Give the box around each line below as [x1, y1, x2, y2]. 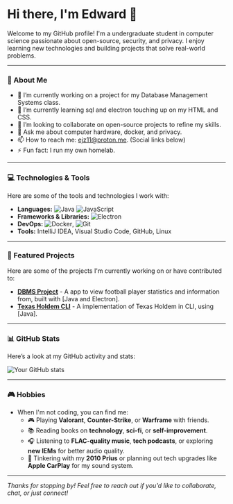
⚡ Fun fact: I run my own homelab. [17, 146, 116, 155]
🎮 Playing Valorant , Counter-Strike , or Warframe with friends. [27, 416, 209, 424]
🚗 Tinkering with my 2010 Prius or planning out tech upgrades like [27, 454, 217, 462]
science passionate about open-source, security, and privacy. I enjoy [7, 36, 205, 44]
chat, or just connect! [7, 489, 69, 497]
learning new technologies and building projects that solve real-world [7, 44, 206, 52]
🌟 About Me [7, 75, 48, 85]
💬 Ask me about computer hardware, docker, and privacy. [17, 128, 182, 136]
